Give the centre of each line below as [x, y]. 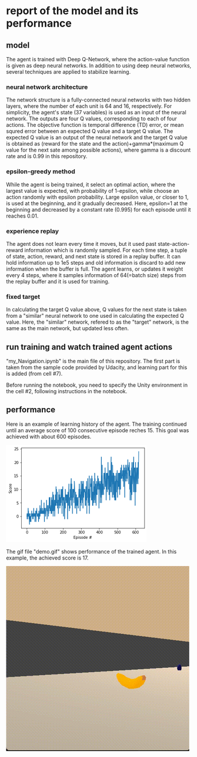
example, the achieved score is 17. [47, 558]
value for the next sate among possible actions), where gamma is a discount [98, 150]
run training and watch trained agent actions [89, 347]
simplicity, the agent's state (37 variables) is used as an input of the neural [96, 113]
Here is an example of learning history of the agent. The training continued [96, 424]
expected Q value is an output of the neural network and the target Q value [97, 137]
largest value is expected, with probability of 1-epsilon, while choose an [93, 190]
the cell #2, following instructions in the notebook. [67, 391]
